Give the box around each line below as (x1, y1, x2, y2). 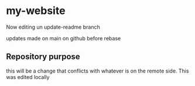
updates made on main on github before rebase (6, 35, 121, 42)
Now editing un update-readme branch (6, 23, 101, 30)
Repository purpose (6, 51, 80, 62)
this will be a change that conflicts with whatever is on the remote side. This (6, 67, 189, 74)
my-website (6, 4, 66, 18)
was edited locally (6, 73, 50, 80)
